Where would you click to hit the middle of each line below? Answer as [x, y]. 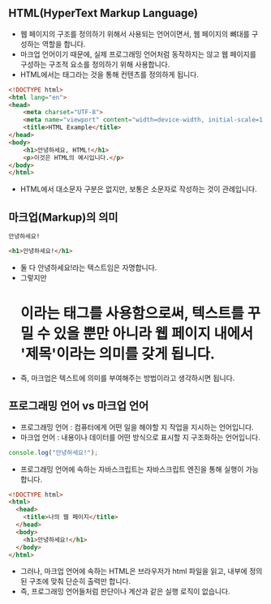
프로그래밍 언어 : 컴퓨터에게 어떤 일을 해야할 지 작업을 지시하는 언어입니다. [137, 427]
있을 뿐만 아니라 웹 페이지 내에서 [153, 334]
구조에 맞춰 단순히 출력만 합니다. [80, 581]
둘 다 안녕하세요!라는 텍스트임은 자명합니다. [88, 268]
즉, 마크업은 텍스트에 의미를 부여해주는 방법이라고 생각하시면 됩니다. [127, 378]
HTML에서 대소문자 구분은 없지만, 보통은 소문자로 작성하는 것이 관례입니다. [138, 189]
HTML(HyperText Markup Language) [103, 13]
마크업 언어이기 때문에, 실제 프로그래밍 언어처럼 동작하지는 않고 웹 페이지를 [138, 54]
